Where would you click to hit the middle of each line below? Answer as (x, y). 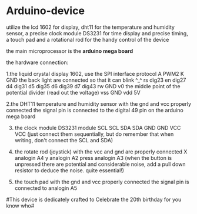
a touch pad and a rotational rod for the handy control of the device (88, 39)
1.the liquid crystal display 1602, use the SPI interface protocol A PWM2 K (95, 73)
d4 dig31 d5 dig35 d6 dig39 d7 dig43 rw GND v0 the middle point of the (93, 86)
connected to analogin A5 (46, 188)
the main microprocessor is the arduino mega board (70, 51)
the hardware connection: (37, 62)
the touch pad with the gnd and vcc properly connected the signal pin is (102, 182)
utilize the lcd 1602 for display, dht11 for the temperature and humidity (91, 27)
